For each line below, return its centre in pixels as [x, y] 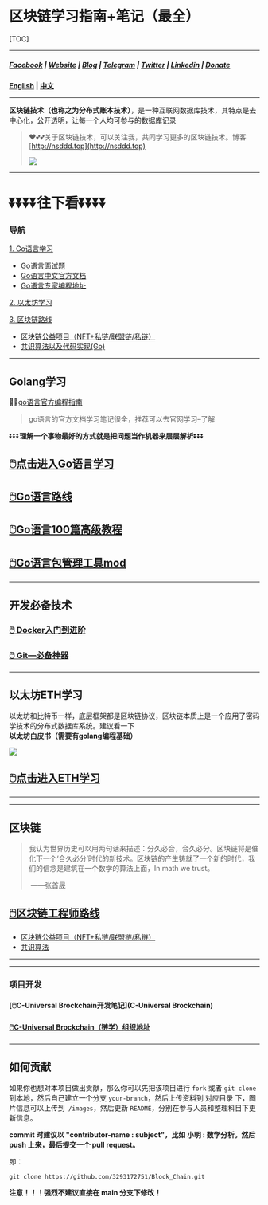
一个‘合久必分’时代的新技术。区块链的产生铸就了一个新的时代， [146, 858]
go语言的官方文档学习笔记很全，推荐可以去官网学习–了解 [122, 419]
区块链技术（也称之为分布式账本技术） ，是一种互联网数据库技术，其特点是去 [133, 110]
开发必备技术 [41, 605]
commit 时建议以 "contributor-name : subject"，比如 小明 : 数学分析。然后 [132, 1134]
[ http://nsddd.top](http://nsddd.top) [87, 146]
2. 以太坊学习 [31, 303]
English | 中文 [32, 85]
